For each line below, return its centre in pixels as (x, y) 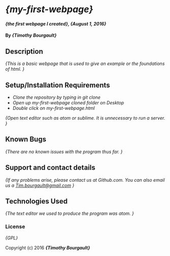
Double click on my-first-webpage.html (54, 108)
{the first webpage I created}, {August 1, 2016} (56, 23)
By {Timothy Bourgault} (31, 35)
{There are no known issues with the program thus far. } (64, 152)
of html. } (15, 69)
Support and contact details (50, 168)
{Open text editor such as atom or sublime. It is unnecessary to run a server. (85, 118)
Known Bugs (26, 139)
